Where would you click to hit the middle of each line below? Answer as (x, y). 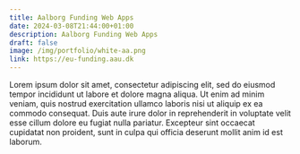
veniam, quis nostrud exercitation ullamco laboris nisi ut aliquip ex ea (136, 103)
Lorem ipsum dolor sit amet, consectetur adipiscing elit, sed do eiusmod (142, 85)
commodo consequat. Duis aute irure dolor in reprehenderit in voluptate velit (150, 113)
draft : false (34, 43)
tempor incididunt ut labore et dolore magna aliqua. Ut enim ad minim (137, 94)
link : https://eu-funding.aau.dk (72, 59)
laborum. (26, 141)
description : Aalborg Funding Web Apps (84, 34)
